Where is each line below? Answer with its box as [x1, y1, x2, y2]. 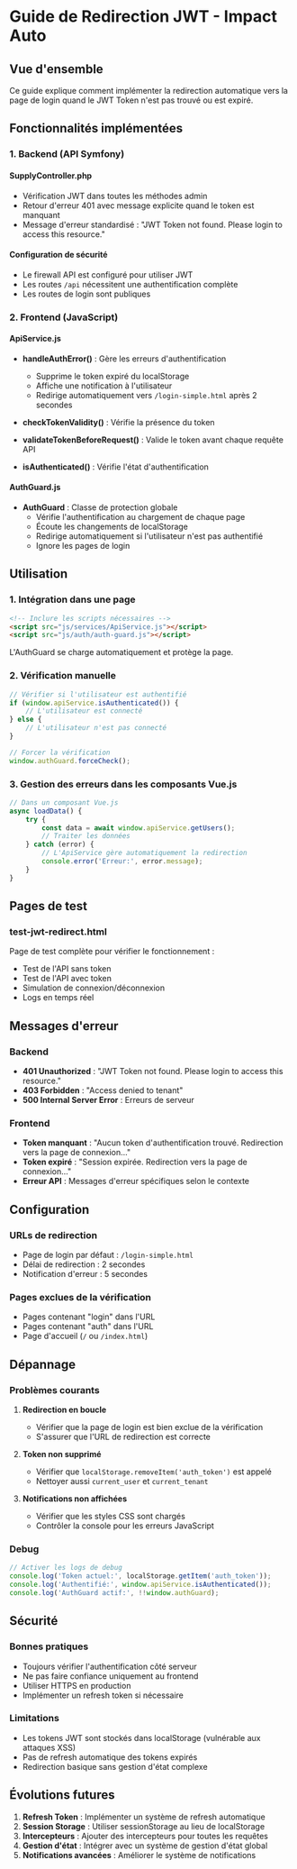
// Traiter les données [41, 832, 130, 841]
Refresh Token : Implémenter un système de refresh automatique [22, 1811, 265, 1822]
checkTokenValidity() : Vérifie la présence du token [22, 416, 215, 427]
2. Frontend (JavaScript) [9, 311, 119, 324]
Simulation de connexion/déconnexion [22, 982, 165, 993]
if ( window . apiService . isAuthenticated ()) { [9, 698, 179, 707]
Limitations [9, 1712, 60, 1725]
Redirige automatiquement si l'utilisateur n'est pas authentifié [35, 531, 264, 542]
